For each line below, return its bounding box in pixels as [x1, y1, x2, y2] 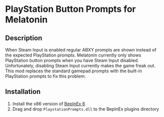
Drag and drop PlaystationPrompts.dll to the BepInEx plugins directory [12, 106, 159, 112]
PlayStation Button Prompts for [5, 3, 136, 15]
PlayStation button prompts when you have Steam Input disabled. [5, 58, 139, 63]
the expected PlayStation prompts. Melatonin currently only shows [5, 52, 142, 58]
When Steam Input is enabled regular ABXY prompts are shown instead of [5, 47, 157, 53]
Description [5, 34, 42, 42]
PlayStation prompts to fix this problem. [5, 73, 86, 79]
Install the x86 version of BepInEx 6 [12, 101, 85, 107]
